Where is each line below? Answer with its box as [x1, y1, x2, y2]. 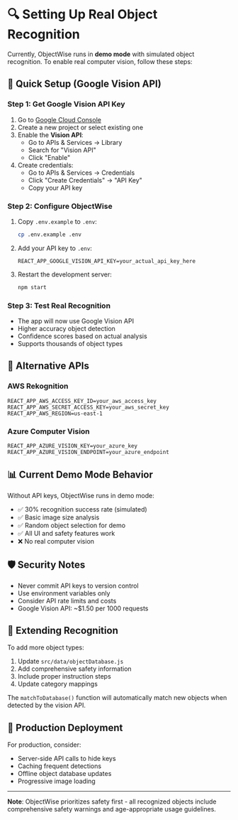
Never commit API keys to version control [17, 581, 140, 590]
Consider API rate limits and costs [17, 596, 117, 605]
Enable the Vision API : [17, 130, 84, 139]
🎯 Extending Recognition [7, 624, 118, 637]
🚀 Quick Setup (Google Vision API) [7, 78, 161, 90]
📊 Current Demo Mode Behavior [7, 469, 154, 481]
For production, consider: [7, 740, 81, 749]
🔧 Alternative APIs [7, 360, 90, 372]
